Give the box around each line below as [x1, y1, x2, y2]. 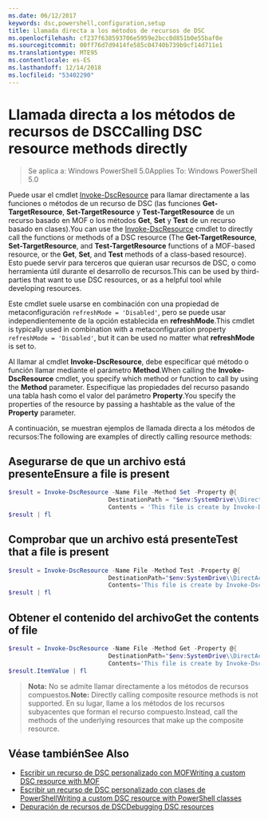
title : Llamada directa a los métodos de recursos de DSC [8, 26, 205, 34]
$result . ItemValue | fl [8, 666, 88, 675]
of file [8, 623, 38, 637]
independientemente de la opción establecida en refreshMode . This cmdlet [8, 316, 255, 325]
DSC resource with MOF [19, 777, 100, 786]
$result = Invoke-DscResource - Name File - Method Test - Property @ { [8, 567, 241, 574]
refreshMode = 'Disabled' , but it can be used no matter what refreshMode [8, 332, 255, 342]
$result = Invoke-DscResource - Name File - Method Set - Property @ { [8, 488, 238, 496]
